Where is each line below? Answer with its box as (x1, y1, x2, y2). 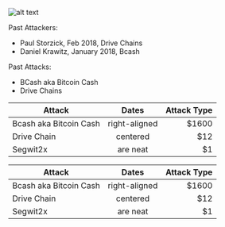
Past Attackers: (8, 23, 58, 32)
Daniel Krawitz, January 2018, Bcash (19, 47, 141, 56)
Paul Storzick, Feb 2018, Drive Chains (19, 38, 143, 48)
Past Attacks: (8, 62, 52, 71)
